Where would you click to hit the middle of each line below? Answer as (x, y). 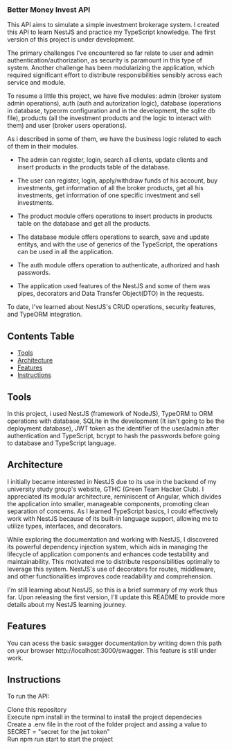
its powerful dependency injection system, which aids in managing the (108, 547)
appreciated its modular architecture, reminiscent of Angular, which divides (114, 496)
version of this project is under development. (71, 40)
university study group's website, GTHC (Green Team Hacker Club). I (106, 489)
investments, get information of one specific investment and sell (109, 195)
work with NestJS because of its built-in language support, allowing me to (113, 518)
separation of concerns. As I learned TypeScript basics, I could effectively (113, 511)
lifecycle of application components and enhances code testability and (108, 554)
